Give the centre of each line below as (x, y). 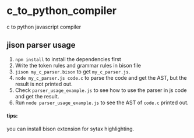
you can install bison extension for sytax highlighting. (70, 129)
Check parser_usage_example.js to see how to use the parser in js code (101, 90)
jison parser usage (41, 45)
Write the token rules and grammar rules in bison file (78, 65)
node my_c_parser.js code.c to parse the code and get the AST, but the (101, 77)
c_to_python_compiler (62, 11)
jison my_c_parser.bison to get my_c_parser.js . (73, 72)
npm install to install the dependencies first (68, 59)
